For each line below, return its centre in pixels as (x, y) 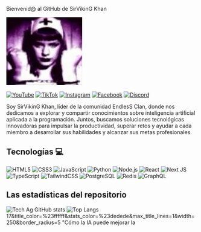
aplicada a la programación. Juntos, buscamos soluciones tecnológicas (95, 119)
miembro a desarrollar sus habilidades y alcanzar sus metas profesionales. (99, 132)
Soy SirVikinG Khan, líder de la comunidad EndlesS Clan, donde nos (91, 106)
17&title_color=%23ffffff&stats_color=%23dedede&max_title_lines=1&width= (101, 216)
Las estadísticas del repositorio (66, 195)
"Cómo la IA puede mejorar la (99, 222)
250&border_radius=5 (33, 222)
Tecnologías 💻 (35, 152)
